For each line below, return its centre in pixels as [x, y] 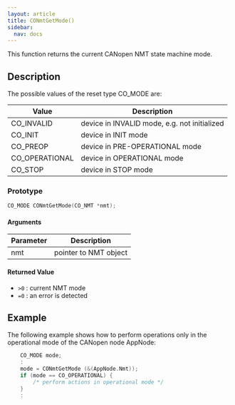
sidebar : [20, 27]
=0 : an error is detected [52, 295]
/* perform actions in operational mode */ [98, 382]
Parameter [29, 241]
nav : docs [28, 34]
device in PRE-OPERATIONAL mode [141, 147]
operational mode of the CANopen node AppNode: [82, 342]
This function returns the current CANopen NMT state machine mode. [110, 54]
